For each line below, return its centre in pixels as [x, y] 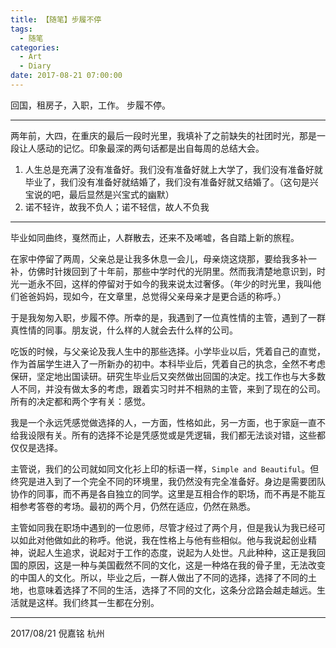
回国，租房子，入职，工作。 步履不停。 [90, 105]
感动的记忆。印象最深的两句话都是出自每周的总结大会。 [150, 148]
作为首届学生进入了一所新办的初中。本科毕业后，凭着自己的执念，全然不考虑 [168, 363]
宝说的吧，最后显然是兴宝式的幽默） [99, 194]
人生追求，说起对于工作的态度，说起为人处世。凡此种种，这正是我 [180, 552]
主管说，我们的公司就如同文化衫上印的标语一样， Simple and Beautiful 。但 [165, 468]
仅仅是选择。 [36, 447]
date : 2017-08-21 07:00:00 [66, 76]
